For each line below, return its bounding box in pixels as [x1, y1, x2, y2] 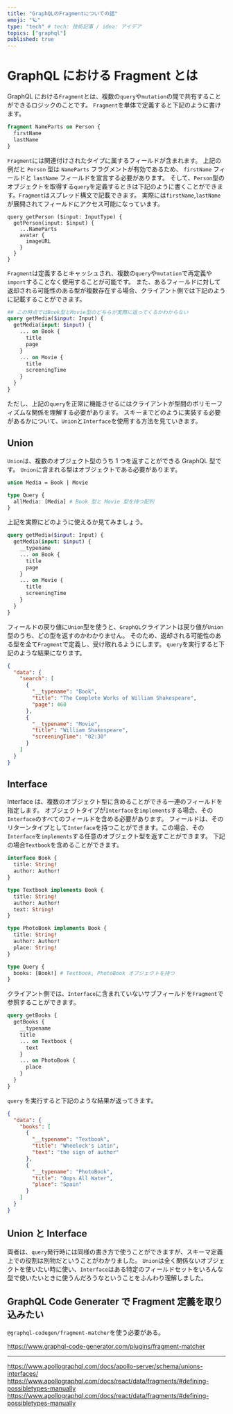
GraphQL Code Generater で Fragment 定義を [7, 1296, 205, 1308]
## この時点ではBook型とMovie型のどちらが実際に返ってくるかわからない [7, 309, 189, 316]
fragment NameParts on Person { [7, 123, 101, 130]
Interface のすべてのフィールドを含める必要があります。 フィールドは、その [7, 815, 224, 823]
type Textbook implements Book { [7, 886, 104, 893]
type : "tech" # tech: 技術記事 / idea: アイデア [7, 23, 142, 30]
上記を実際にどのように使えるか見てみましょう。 [7, 518, 147, 526]
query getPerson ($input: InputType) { [7, 213, 123, 221]
